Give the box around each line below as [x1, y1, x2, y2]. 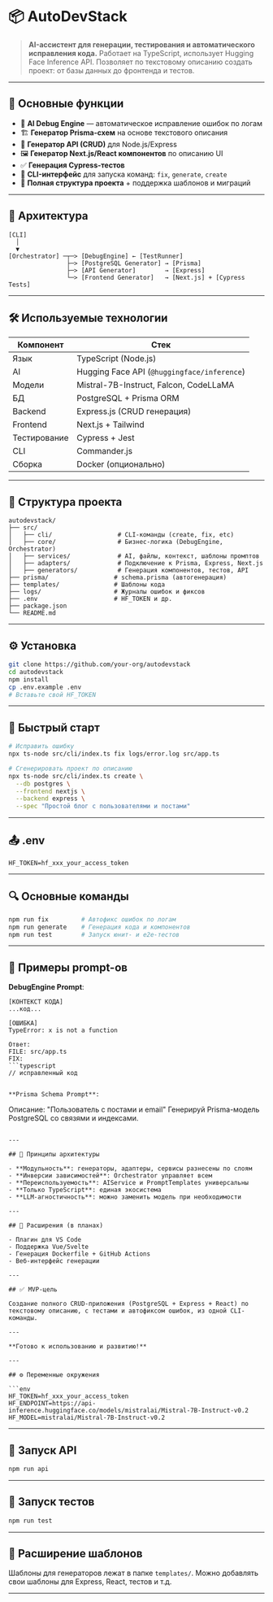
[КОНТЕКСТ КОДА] [8, 998, 63, 1006]
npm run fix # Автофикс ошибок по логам [8, 915, 176, 924]
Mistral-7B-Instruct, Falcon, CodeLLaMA [76, 380, 235, 391]
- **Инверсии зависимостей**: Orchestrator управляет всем [8, 1172, 213, 1180]
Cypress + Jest [76, 433, 135, 444]
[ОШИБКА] [8, 1019, 38, 1028]
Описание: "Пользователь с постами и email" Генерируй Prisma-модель [8, 1104, 260, 1115]
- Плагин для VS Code [8, 1236, 82, 1244]
